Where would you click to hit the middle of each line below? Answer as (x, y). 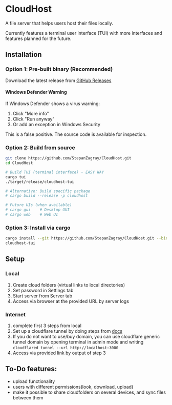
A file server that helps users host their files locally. (59, 23)
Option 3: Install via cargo (38, 228)
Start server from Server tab (42, 296)
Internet (16, 314)
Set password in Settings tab (43, 290)
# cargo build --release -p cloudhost (47, 196)
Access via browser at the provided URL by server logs (71, 301)
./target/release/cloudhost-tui (40, 182)
